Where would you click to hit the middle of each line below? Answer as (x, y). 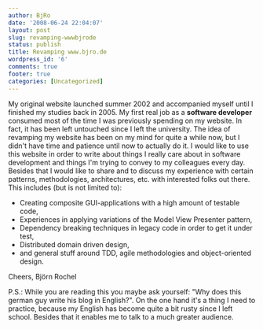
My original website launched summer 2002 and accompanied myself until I (131, 104)
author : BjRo (29, 15)
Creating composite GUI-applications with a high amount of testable (130, 202)
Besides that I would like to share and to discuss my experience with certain (131, 171)
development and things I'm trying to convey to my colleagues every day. (127, 162)
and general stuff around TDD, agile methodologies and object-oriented (135, 253)
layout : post (29, 30)
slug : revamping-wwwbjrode (52, 37)
